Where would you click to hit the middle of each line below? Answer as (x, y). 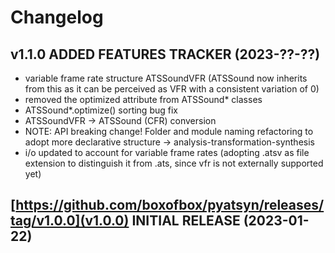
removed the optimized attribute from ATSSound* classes (143, 99)
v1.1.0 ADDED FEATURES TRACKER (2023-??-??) (165, 54)
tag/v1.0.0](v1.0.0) (70, 221)
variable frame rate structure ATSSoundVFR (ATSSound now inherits (166, 78)
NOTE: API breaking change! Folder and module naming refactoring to (169, 131)
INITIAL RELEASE (186, 221)
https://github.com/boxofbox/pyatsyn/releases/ (170, 205)
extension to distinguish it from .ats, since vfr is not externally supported (174, 163)
